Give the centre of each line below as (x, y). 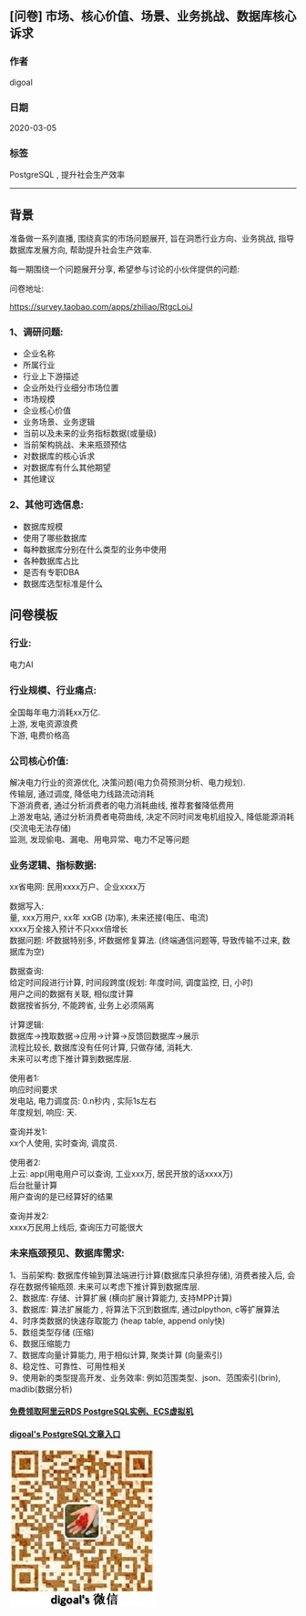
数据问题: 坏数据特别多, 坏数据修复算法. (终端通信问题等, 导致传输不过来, (145, 941)
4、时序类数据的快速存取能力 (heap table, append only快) (117, 1321)
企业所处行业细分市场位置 (71, 388)
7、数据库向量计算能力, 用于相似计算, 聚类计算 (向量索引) (116, 1354)
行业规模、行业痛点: (53, 691)
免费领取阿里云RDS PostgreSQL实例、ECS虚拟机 (102, 1412)
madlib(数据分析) (41, 1389)
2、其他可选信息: (47, 505)
